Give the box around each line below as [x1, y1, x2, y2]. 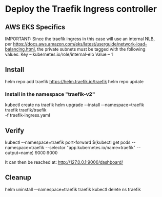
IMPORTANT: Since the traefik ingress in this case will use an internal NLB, [5, 36, 155, 42]
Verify [5, 126, 24, 135]
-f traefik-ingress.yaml [5, 112, 50, 118]
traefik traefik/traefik [5, 107, 47, 113]
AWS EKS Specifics [5, 23, 65, 31]
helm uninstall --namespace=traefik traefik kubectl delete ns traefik [5, 186, 141, 192]
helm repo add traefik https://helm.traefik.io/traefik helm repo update [5, 78, 144, 84]
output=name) [5, 150, 34, 155]
